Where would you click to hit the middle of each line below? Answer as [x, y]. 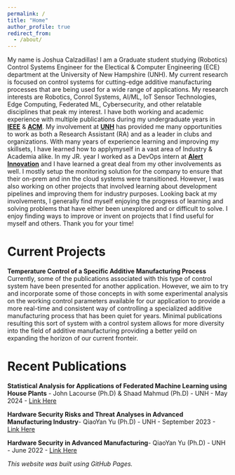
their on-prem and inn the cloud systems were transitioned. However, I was [116, 179]
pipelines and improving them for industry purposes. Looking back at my [112, 194]
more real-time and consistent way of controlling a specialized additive [110, 308]
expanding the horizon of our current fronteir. [73, 338]
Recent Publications [67, 367]
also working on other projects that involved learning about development [112, 186]
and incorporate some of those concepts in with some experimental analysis [117, 294]
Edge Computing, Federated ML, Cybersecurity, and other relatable [105, 104]
